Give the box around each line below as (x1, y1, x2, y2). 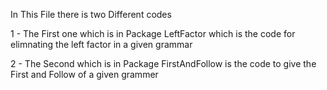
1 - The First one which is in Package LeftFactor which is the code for (10, 28, 296, 39)
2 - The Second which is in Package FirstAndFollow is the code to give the (10, 58, 317, 69)
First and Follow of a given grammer (10, 69, 159, 80)
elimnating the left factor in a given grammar (10, 39, 193, 50)
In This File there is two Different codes (10, 9, 172, 20)
